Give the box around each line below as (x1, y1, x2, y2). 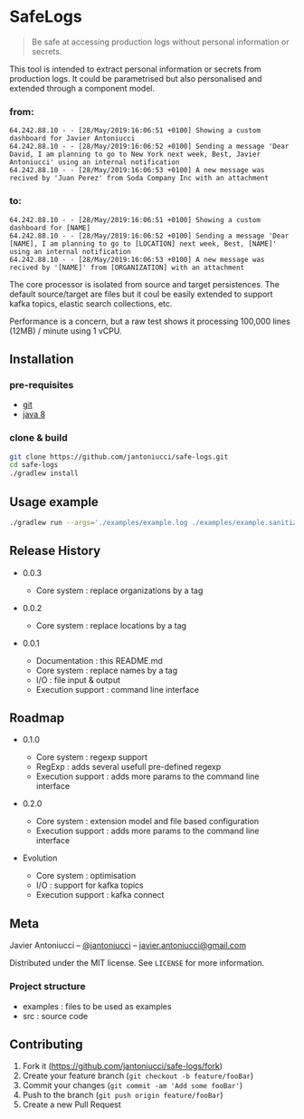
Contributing (9, 1036, 83, 1052)
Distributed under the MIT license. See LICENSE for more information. (9, 958, 265, 968)
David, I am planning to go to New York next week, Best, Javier (9, 150, 261, 160)
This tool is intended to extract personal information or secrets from (9, 63, 262, 74)
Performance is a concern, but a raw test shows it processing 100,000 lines (9, 316, 291, 326)
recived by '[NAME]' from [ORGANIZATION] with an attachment (9, 263, 245, 272)
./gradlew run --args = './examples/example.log (9, 518, 188, 527)
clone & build (9, 432, 68, 444)
